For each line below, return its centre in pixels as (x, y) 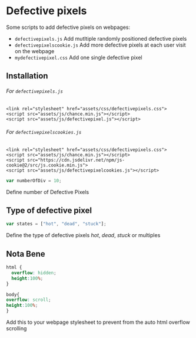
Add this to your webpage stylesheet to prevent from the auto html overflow (98, 322)
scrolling (16, 329)
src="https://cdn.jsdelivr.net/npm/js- (76, 160)
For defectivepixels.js (35, 91)
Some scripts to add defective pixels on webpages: (68, 27)
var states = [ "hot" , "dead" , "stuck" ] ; (57, 224)
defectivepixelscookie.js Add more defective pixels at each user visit (100, 45)
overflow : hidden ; (34, 273)
